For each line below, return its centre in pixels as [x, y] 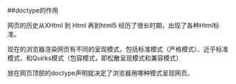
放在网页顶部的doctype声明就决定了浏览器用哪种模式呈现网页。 [101, 73]
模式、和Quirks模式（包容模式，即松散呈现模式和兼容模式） [95, 58]
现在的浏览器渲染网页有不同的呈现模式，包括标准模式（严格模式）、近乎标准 [118, 49]
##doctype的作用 [33, 10]
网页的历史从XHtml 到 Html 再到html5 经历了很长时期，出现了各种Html [110, 25]
